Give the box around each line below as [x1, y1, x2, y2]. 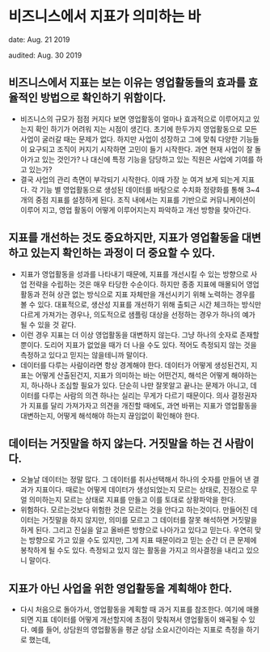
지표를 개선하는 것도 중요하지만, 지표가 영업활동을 [8, 231, 240, 245]
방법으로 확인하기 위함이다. [40, 91, 167, 105]
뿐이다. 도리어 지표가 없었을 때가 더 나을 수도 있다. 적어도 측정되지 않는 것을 [19, 340, 257, 349]
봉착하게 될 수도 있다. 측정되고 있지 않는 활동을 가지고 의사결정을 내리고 [19, 545, 245, 555]
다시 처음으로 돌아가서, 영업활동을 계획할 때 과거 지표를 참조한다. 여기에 [19, 604, 245, 615]
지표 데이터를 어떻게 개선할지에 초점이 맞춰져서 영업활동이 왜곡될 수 [35, 615, 247, 624]
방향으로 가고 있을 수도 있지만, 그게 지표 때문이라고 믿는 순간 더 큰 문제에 [28, 536, 257, 545]
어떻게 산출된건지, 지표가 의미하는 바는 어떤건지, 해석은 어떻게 [35, 370, 230, 380]
